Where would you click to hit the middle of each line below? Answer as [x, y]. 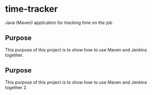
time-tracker [31, 9]
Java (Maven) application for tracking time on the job [59, 23]
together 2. [16, 87]
